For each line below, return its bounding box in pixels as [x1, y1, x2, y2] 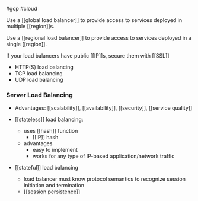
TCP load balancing [14, 70, 63, 76]
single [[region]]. [6, 41, 47, 47]
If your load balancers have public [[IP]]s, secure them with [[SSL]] [6, 52, 170, 59]
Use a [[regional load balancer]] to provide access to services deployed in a [6, 34, 191, 41]
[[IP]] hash [32, 133, 59, 141]
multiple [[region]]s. [6, 23, 55, 30]
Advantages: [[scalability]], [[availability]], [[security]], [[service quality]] [14, 104, 193, 111]
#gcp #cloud [6, 5, 37, 12]
